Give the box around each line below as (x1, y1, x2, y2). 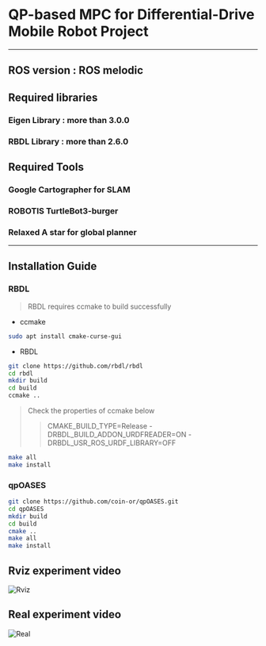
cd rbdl (8, 369, 34, 378)
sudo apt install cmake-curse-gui (8, 332, 123, 340)
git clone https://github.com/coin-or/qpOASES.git (8, 498, 179, 506)
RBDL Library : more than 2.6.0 (8, 136, 129, 147)
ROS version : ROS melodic (8, 63, 144, 77)
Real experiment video (8, 608, 121, 621)
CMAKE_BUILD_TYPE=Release (47, 421, 148, 431)
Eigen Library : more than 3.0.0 (8, 114, 130, 125)
